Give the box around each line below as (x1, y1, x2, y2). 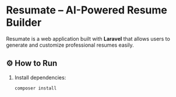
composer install (14, 85, 57, 91)
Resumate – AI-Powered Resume (6, 4, 167, 17)
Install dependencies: (14, 74, 66, 81)
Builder (6, 16, 42, 29)
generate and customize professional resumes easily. (6, 41, 134, 49)
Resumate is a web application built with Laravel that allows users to (6, 35, 170, 42)
